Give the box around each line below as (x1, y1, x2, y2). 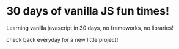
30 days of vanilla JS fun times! (6, 4, 170, 18)
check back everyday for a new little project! (6, 36, 119, 43)
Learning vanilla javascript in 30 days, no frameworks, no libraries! (6, 24, 174, 31)
